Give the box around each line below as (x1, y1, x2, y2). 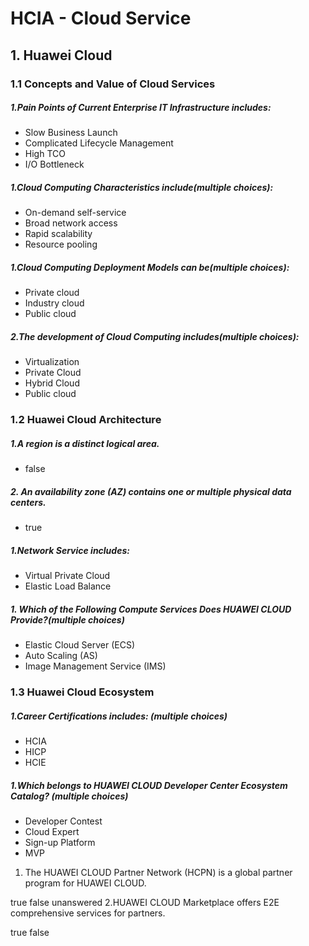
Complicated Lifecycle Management (24, 137, 174, 149)
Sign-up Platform (24, 837, 96, 849)
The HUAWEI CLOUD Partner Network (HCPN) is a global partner (24, 867, 293, 879)
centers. (10, 496, 47, 508)
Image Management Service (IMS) (24, 660, 167, 672)
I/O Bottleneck (24, 158, 85, 171)
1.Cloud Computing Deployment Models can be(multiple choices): (10, 262, 290, 274)
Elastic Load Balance (24, 580, 112, 592)
